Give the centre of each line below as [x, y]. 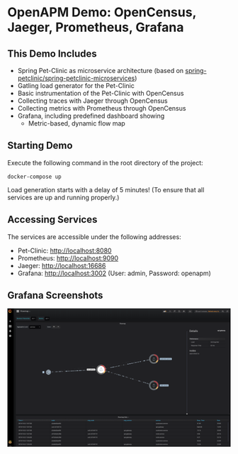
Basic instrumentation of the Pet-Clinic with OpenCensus [101, 93]
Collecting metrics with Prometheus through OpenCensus [102, 108]
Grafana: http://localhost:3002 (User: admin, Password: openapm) [114, 273]
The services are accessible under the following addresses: [95, 237]
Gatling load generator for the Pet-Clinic [76, 85]
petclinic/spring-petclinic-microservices [76, 78]
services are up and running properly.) [63, 197]
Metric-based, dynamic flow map [76, 123]
